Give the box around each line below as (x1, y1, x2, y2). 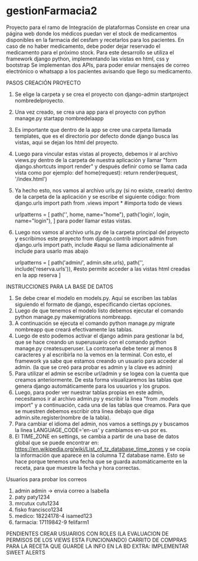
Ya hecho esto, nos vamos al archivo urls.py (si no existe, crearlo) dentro (14, 186, 193, 194)
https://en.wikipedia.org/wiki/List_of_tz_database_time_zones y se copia (14, 445, 190, 452)
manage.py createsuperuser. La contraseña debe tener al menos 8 (14, 344, 177, 352)
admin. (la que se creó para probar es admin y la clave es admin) (14, 363, 173, 370)
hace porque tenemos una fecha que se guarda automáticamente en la (14, 457, 187, 465)
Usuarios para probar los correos (6, 475, 87, 483)
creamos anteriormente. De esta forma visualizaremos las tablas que (14, 376, 183, 383)
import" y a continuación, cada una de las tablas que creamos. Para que (14, 401, 191, 408)
